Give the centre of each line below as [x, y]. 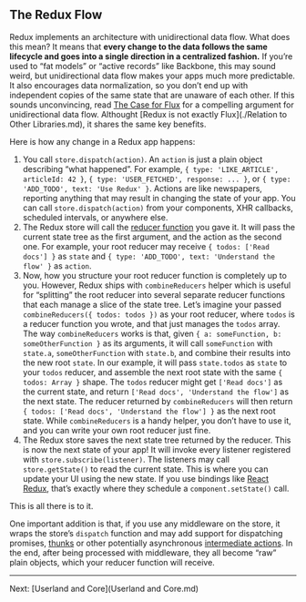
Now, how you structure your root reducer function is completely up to [154, 275]
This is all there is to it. [51, 505]
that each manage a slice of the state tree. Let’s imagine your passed [152, 304]
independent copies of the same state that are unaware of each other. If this [152, 95]
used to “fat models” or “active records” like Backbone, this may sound [143, 66]
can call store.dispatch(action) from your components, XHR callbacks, [158, 208]
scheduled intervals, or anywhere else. [95, 217]
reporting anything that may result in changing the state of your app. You [159, 198]
